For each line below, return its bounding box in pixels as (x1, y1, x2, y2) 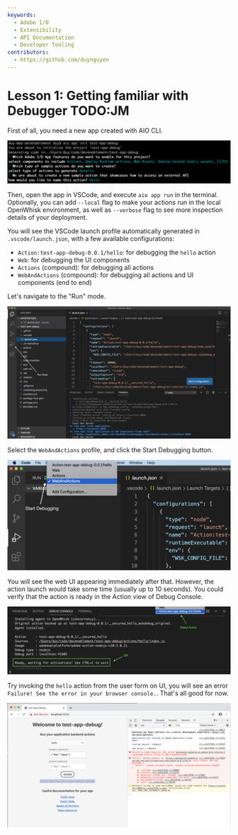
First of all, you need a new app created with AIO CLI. (7, 126, 163, 135)
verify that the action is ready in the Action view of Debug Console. (7, 593, 203, 601)
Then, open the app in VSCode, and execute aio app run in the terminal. (7, 191, 218, 199)
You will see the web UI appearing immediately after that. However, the (7, 578, 215, 586)
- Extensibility (13, 26, 62, 33)
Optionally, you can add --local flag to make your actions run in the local (7, 198, 221, 207)
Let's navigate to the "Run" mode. (7, 292, 106, 301)
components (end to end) (17, 279, 92, 287)
